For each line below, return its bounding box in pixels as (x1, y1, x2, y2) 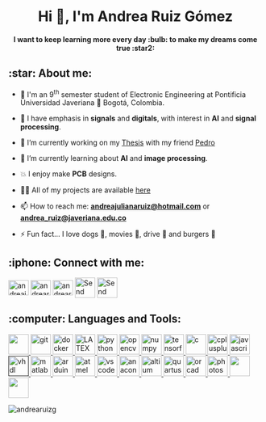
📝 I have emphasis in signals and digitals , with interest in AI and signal (19, 113, 256, 124)
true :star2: (115, 43, 156, 53)
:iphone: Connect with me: (8, 255, 145, 269)
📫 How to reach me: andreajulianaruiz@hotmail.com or (19, 201, 210, 211)
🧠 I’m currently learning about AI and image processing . (19, 154, 208, 163)
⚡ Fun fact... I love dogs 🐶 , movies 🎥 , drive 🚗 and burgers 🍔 (19, 230, 216, 239)
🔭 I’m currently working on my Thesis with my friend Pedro (19, 137, 215, 148)
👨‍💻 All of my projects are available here (19, 185, 151, 195)
